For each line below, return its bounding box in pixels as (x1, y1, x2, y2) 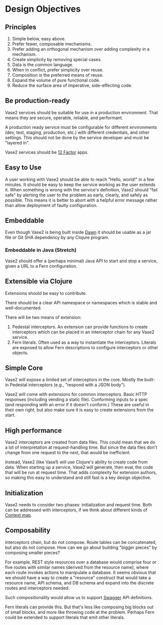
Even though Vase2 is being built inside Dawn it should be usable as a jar (5, 229, 152, 235)
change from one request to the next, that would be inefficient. (5, 450, 131, 456)
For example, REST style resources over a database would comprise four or (5, 559, 157, 565)
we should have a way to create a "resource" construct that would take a (5, 575, 151, 581)
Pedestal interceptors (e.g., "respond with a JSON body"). (9, 382, 127, 388)
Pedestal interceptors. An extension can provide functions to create (12, 324, 148, 330)
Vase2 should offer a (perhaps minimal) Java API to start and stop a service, (5, 258, 158, 264)
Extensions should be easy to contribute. (5, 290, 87, 296)
